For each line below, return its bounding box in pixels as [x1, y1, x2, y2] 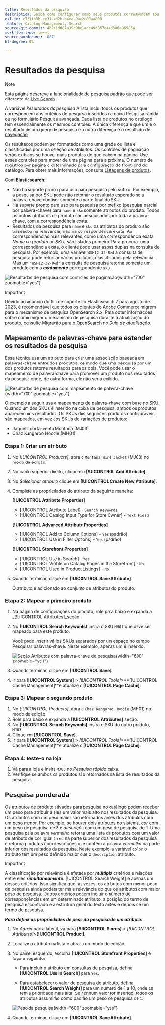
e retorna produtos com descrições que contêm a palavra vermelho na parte [5, 840, 160, 846]
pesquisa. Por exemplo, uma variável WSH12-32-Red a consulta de [12, 249, 143, 255]
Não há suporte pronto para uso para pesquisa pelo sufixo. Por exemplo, [12, 186, 160, 192]
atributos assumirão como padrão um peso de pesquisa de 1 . [19, 995, 144, 1001]
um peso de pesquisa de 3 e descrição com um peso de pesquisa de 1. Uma [5, 825, 160, 830]
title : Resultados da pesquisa [5, 7, 69, 12]
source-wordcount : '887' [5, 35, 56, 40]
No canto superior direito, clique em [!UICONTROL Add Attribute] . [12, 468, 147, 474]
